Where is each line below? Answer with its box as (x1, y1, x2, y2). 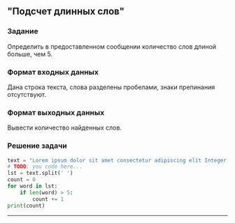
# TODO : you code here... (7, 163, 83, 170)
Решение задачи (7, 141, 68, 151)
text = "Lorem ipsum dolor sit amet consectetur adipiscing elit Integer (7, 157, 227, 164)
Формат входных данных (7, 67, 99, 77)
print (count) (7, 202, 45, 209)
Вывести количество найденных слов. (7, 123, 122, 132)
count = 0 (7, 176, 36, 183)
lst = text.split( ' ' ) (7, 170, 73, 177)
